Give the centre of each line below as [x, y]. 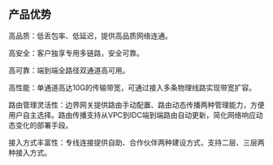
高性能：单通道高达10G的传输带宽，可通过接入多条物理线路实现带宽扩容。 [132, 87]
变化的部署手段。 [44, 125]
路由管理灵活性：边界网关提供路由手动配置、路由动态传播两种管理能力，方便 [136, 105]
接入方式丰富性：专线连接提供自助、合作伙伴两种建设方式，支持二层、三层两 [136, 142]
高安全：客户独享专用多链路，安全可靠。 [76, 53]
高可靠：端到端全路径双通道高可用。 [69, 70]
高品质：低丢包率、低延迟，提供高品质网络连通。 [90, 36]
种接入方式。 [30, 152]
